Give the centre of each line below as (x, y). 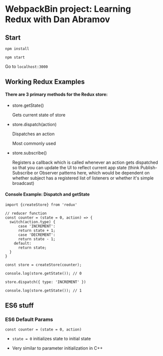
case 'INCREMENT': (37, 226)
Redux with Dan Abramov (58, 19)
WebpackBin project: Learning (68, 9)
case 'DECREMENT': (37, 235)
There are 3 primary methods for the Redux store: (56, 94)
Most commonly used (34, 143)
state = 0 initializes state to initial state (51, 339)
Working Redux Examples (45, 82)
